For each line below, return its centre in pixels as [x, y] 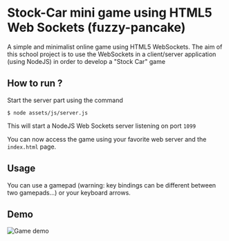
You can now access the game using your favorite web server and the [107, 139]
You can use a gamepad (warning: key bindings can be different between [112, 185]
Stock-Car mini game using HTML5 [110, 13]
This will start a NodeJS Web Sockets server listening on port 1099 [101, 126]
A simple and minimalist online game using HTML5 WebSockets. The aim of [115, 47]
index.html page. [32, 147]
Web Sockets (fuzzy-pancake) [97, 27]
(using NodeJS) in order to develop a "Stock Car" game [86, 61]
